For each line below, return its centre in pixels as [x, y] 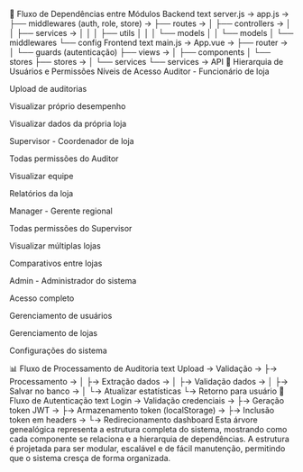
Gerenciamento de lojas [53, 333]
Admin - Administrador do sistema [73, 281]
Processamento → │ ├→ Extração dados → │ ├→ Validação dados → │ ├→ [149, 381]
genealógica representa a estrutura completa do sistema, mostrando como [148, 429]
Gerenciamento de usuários [61, 316]
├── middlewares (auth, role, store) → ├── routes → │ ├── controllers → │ [150, 23]
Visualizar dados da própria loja [68, 123]
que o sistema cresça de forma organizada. [90, 458]
